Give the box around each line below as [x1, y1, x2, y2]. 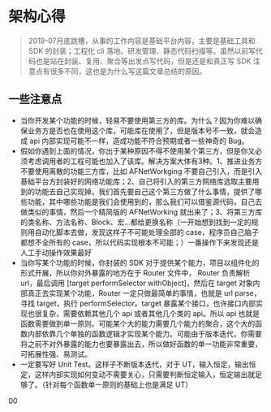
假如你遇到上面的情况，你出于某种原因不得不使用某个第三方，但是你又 [19, 145, 256, 155]
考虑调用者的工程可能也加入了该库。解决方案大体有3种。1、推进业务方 [27, 156, 263, 166]
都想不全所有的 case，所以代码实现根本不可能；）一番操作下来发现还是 [19, 237, 260, 247]
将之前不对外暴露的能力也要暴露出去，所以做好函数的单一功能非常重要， [19, 339, 262, 349]
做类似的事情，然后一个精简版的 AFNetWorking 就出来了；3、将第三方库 [19, 206, 263, 216]
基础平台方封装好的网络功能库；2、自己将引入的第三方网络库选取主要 [19, 176, 253, 186]
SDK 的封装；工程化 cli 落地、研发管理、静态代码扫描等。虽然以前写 [28, 46, 256, 55]
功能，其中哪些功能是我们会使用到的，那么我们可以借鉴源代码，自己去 [27, 197, 262, 206]
